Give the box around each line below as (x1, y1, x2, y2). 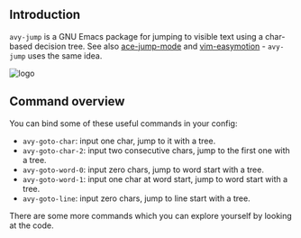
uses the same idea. (27, 50, 103, 61)
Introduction (9, 7, 81, 23)
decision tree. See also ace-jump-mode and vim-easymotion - (34, 41, 266, 51)
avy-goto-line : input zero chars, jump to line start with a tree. (22, 193, 251, 204)
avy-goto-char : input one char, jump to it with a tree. (22, 135, 216, 146)
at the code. (9, 220, 54, 231)
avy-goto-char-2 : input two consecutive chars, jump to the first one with (22, 144, 290, 156)
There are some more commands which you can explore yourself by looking (9, 210, 293, 221)
